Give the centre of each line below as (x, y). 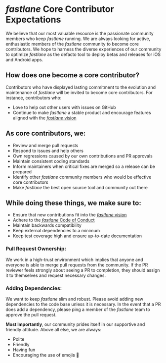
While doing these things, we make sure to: (73, 203)
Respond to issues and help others (48, 151)
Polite (19, 339)
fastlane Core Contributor (60, 9)
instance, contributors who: (34, 98)
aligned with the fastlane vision (44, 118)
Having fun (24, 350)
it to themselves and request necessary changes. (56, 275)
